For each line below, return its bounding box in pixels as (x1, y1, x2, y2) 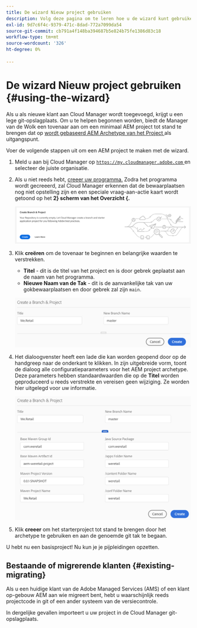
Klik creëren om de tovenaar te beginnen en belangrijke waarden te (14, 250, 178, 257)
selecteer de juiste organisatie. (14, 164, 89, 171)
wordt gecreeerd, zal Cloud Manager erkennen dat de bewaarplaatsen (14, 182, 185, 189)
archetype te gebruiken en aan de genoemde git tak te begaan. (14, 532, 168, 539)
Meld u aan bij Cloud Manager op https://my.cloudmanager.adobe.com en (14, 158, 191, 165)
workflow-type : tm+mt (6, 34, 59, 40)
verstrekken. (14, 256, 45, 263)
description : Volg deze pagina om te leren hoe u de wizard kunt (6, 15, 169, 22)
